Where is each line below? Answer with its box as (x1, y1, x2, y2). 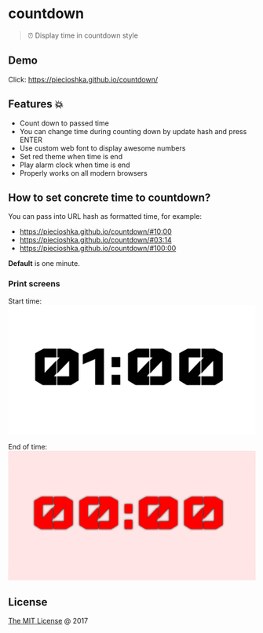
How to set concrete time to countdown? (8, 191, 211, 204)
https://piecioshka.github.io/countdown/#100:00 (19, 244, 177, 253)
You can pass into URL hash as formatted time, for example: (8, 212, 203, 221)
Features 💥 (8, 97, 64, 111)
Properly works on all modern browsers (19, 168, 148, 177)
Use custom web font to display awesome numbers (19, 143, 186, 153)
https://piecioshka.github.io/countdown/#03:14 (19, 235, 173, 245)
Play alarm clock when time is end (19, 160, 130, 169)
